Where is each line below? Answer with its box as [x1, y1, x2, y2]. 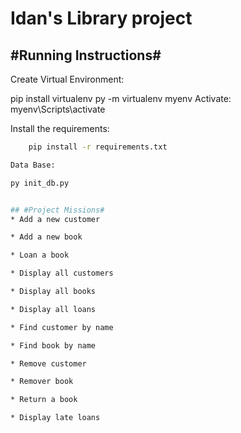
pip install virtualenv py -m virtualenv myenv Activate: [10, 93, 232, 104]
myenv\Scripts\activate [10, 103, 106, 115]
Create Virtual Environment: [10, 73, 125, 85]
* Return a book [10, 395, 78, 405]
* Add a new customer [10, 214, 101, 224]
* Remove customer [10, 358, 87, 369]
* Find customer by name [10, 322, 114, 332]
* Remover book [10, 377, 74, 387]
